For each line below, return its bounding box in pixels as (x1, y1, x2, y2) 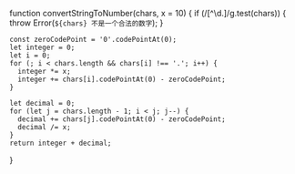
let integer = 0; (9, 43, 76, 52)
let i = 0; (9, 51, 51, 60)
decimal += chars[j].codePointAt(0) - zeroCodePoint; (17, 115, 226, 124)
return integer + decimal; (9, 138, 112, 148)
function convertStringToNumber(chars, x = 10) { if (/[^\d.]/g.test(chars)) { (9, 8, 287, 18)
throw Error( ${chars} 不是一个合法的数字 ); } (9, 17, 164, 28)
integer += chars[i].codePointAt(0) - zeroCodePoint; (17, 75, 226, 84)
